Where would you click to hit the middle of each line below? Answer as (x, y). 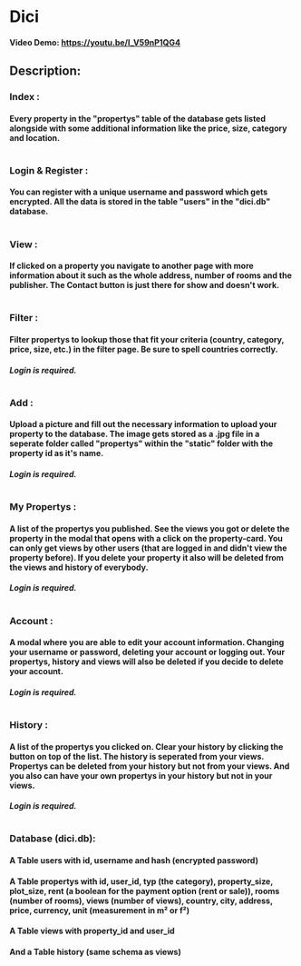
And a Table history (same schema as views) (95, 951)
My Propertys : (43, 507)
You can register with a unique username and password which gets (139, 192)
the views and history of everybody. (79, 567)
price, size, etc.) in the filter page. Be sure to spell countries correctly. (144, 349)
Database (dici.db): (53, 839)
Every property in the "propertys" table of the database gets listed (137, 118)
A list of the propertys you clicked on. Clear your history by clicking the (146, 746)
